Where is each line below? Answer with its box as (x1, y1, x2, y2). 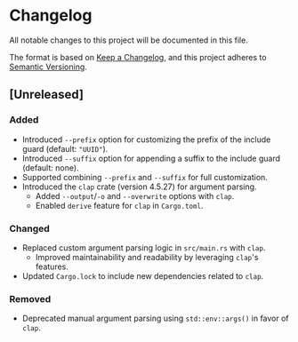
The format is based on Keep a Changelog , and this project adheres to (9, 52, 267, 62)
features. (35, 261, 69, 272)
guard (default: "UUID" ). (21, 143, 109, 154)
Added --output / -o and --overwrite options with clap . (35, 190, 235, 201)
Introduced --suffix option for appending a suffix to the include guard (21, 153, 281, 163)
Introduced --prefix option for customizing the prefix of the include (21, 134, 271, 145)
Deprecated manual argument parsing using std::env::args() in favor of (21, 313, 289, 324)
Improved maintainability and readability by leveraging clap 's (35, 251, 259, 262)
